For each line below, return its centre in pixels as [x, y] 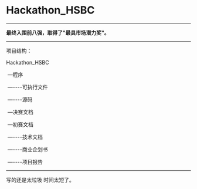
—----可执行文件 [28, 87]
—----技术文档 [25, 137]
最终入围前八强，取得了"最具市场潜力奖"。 [58, 32]
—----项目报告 [25, 161]
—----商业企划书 [28, 149]
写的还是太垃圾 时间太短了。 [40, 180]
